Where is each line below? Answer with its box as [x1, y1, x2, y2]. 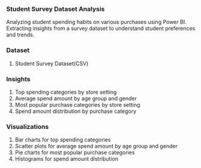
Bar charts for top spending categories [14, 136, 111, 143]
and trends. [6, 31, 35, 38]
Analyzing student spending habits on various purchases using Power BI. [6, 19, 187, 26]
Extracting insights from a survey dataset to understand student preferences [6, 25, 196, 32]
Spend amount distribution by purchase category [14, 107, 137, 115]
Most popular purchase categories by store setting [14, 101, 140, 108]
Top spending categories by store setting [14, 88, 117, 95]
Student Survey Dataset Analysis [6, 5, 105, 13]
